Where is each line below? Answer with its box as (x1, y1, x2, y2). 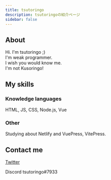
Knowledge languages (5, 95, 62, 102)
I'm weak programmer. (5, 54, 52, 61)
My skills (5, 80, 34, 89)
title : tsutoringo (5, 7, 44, 13)
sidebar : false (5, 17, 38, 22)
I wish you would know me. (5, 60, 62, 66)
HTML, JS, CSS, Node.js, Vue (5, 106, 67, 113)
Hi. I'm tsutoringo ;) (5, 49, 46, 55)
